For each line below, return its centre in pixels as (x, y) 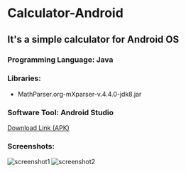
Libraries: (24, 78)
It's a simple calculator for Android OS (93, 39)
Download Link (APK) (38, 128)
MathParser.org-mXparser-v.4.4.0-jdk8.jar (80, 94)
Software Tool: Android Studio (60, 112)
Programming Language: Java (60, 60)
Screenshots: (31, 146)
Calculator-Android (66, 13)
